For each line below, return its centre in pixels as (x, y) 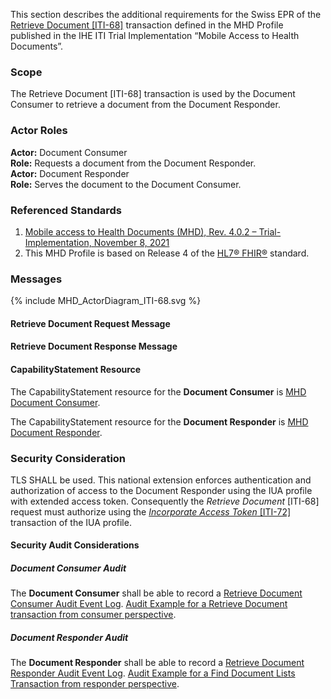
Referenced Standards (66, 210)
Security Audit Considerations (75, 545)
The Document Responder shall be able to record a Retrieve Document (157, 663)
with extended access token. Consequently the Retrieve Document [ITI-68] (165, 501)
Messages (36, 279)
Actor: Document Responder (70, 173)
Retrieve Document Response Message (94, 346)
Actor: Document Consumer (69, 152)
